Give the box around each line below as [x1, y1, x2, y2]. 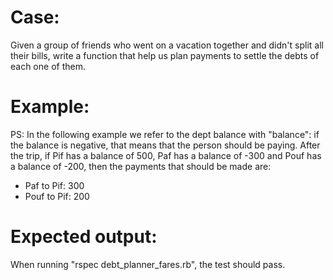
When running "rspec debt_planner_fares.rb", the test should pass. [10, 258, 286, 270]
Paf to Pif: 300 [24, 179, 85, 191]
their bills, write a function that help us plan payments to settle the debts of [10, 49, 320, 61]
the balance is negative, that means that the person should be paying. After [10, 139, 321, 151]
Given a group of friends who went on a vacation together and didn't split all [10, 39, 324, 51]
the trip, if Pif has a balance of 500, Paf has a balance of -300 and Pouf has [10, 149, 322, 161]
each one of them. [10, 60, 86, 72]
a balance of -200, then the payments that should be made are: [10, 160, 272, 172]
